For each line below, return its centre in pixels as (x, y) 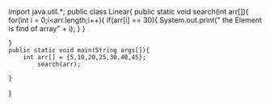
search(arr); (59, 64)
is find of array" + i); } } (47, 28)
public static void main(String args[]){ (79, 50)
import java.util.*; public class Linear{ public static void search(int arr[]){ (129, 12)
